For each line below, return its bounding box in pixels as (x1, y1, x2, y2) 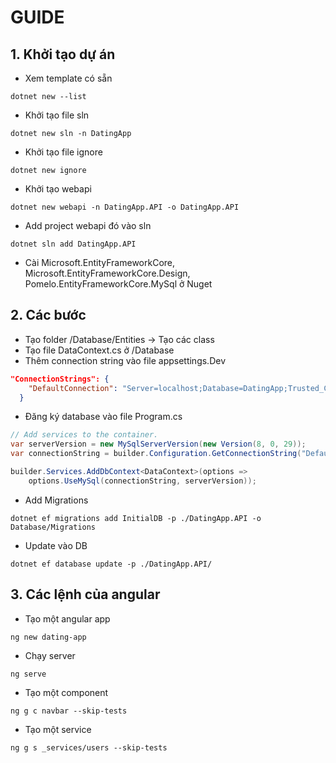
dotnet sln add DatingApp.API (10, 239, 137, 249)
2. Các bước (10, 307, 87, 324)
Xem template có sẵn (24, 72, 113, 84)
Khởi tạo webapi (24, 183, 92, 195)
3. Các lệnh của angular (10, 586, 161, 603)
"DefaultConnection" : (28, 383, 118, 393)
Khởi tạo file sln (24, 109, 90, 121)
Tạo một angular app (24, 612, 111, 625)
